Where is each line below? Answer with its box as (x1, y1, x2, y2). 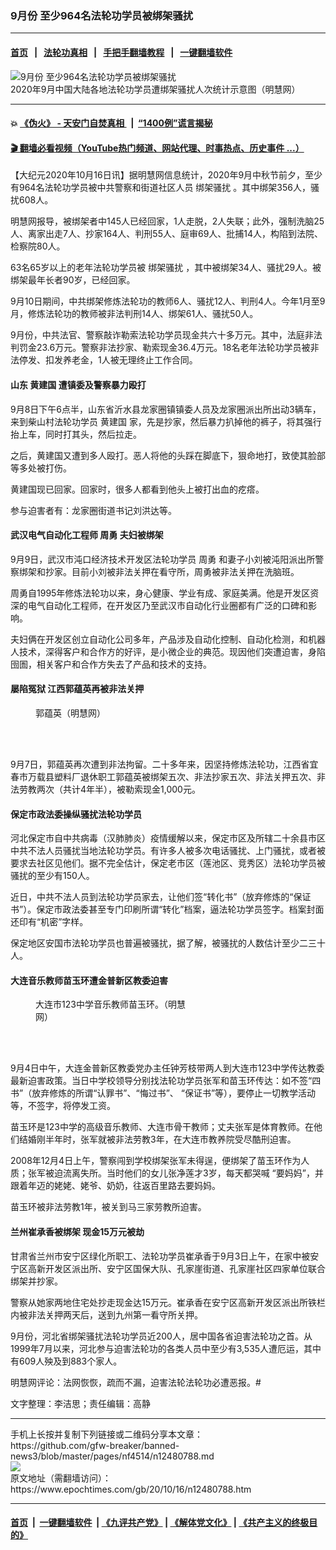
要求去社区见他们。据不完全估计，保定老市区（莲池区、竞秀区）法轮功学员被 (10, 857, 326, 869)
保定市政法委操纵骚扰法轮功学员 (10, 808, 142, 820)
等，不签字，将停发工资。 (10, 1100, 116, 1112)
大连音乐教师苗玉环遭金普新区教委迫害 (10, 974, 168, 986)
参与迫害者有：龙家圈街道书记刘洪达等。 (10, 504, 177, 516)
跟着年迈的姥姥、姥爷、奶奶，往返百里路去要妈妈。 (10, 1180, 221, 1192)
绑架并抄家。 (10, 1275, 63, 1287)
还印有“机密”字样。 (10, 916, 89, 928)
